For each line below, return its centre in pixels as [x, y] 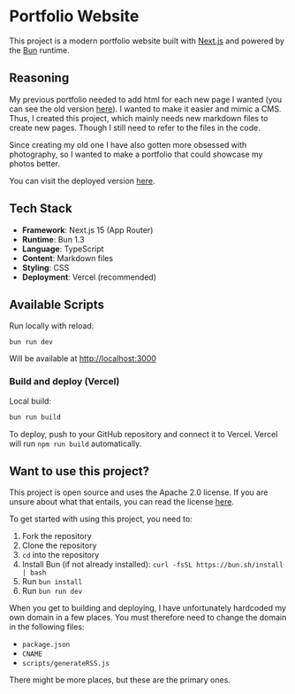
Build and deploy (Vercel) [64, 382]
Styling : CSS [45, 267]
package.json [46, 645]
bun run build [35, 417]
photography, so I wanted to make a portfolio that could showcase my [136, 154]
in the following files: [47, 627]
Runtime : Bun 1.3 [53, 239]
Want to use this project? [79, 471]
